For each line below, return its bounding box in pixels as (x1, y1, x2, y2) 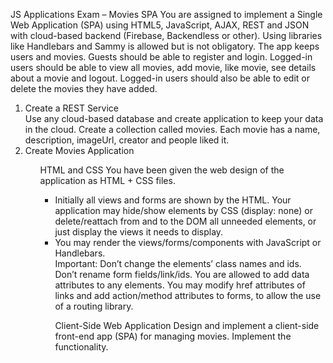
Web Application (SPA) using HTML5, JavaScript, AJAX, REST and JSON (10, 19, 310, 31)
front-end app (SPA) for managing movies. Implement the (54, 330, 292, 342)
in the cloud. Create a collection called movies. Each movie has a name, (24, 124, 321, 135)
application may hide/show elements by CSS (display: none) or (54, 205, 313, 216)
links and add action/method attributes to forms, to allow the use (54, 290, 322, 301)
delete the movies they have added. (10, 83, 158, 94)
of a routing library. (54, 300, 134, 312)
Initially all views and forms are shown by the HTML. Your (54, 194, 292, 206)
